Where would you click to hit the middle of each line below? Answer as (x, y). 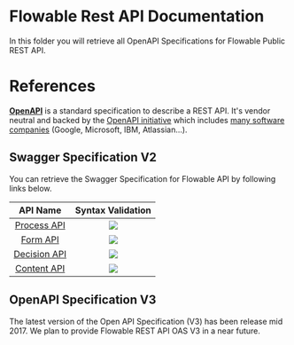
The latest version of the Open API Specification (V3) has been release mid (146, 321)
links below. (31, 188)
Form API (40, 239)
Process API (40, 225)
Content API (40, 268)
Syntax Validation (113, 210)
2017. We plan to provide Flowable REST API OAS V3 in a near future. (135, 331)
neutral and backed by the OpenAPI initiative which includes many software (147, 120)
